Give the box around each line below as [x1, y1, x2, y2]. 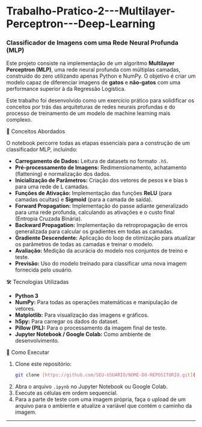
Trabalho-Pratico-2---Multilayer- [6, 4, 176, 18]
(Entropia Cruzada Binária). [14, 215, 82, 222]
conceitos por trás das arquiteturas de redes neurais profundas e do [6, 104, 176, 111]
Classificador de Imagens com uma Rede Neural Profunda [6, 39, 179, 47]
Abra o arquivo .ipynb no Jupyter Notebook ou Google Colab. [14, 383, 168, 390]
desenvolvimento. [14, 337, 60, 344]
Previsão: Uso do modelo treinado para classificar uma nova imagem [14, 260, 187, 267]
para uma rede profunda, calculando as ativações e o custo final [14, 209, 175, 216]
